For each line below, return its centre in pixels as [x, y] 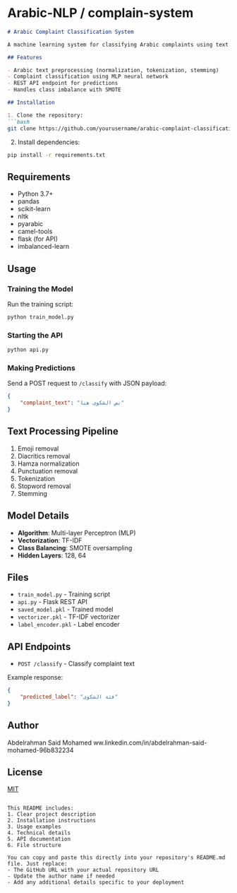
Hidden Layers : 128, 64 [52, 555]
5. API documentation [39, 839]
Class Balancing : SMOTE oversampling [75, 548]
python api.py [28, 350]
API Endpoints [39, 647]
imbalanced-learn [43, 247]
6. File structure [34, 846]
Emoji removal [38, 448]
